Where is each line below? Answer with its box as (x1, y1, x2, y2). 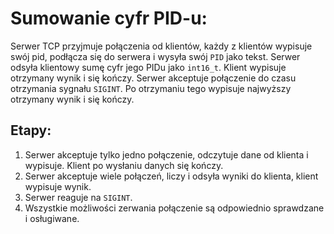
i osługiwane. (24, 212, 80, 224)
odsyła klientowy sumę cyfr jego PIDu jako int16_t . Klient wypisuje (10, 61, 287, 73)
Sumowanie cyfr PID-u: (10, 7, 208, 30)
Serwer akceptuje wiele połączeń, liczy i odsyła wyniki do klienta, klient (24, 170, 319, 182)
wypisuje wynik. (24, 180, 92, 192)
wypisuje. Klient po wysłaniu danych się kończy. (24, 159, 224, 171)
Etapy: (10, 122, 52, 139)
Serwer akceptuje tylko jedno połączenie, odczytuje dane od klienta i (24, 148, 309, 161)
